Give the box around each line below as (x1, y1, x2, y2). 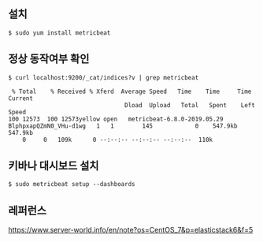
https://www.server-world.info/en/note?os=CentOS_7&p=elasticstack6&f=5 (8, 225, 254, 235)
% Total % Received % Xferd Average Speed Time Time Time (11, 87, 252, 95)
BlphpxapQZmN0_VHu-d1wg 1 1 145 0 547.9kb (8, 121, 238, 130)
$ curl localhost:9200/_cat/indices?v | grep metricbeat (8, 73, 199, 81)
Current (8, 94, 34, 102)
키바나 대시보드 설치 (8, 159, 99, 173)
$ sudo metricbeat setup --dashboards (8, 181, 135, 188)
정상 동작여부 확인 (8, 52, 90, 65)
